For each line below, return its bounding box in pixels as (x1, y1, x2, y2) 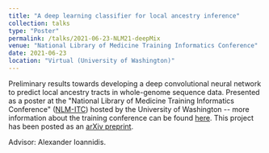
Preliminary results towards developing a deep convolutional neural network (8, 78, 262, 89)
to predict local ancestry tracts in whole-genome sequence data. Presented (8, 87, 260, 97)
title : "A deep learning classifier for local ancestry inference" (8, 11, 241, 20)
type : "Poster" (8, 27, 60, 35)
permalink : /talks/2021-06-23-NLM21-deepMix (8, 34, 161, 43)
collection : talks (8, 19, 70, 27)
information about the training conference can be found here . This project (8, 113, 254, 122)
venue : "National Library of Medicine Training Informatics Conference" (8, 42, 258, 50)
